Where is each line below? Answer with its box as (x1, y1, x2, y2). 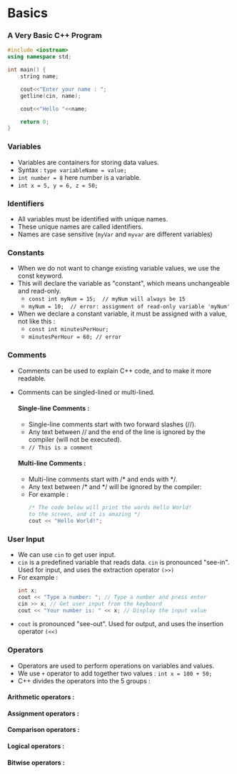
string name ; (20, 73, 59, 80)
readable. (17, 373, 46, 383)
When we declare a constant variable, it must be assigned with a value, (17, 309, 227, 318)
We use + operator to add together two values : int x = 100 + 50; (17, 669, 213, 678)
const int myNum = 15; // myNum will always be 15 (28, 296, 186, 303)
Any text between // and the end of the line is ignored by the (28, 427, 206, 436)
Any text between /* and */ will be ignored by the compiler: (28, 482, 202, 491)
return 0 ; (20, 118, 50, 126)
